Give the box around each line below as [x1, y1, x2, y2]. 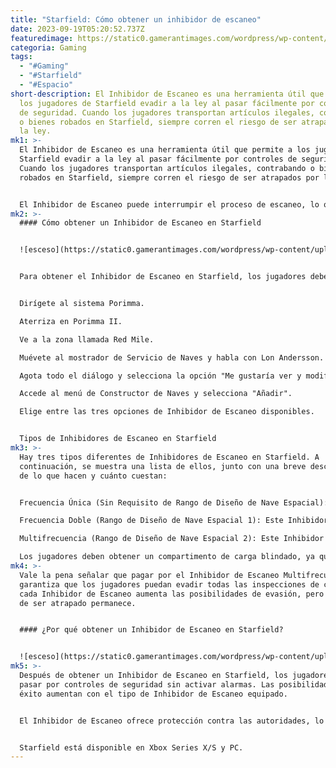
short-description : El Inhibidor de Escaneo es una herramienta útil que [10, 89, 325, 99]
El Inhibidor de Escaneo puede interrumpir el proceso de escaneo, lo [19, 199, 320, 210]
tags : [10, 52, 33, 62]
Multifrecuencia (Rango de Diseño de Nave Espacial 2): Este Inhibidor [19, 534, 325, 544]
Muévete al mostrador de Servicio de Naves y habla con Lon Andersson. [19, 352, 325, 363]
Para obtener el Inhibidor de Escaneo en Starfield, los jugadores [19, 272, 307, 282]
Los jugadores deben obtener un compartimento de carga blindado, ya [19, 552, 315, 562]
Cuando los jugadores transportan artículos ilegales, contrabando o [19, 163, 315, 173]
